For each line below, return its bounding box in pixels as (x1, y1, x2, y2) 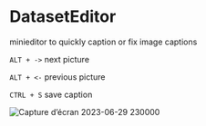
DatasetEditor (9, 6, 117, 27)
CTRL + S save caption (9, 89, 93, 100)
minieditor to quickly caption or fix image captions (9, 36, 198, 47)
